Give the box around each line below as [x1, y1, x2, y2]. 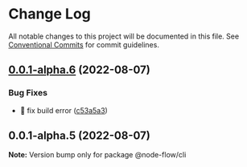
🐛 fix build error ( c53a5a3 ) [19, 105, 109, 115]
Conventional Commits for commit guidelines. [8, 39, 159, 49]
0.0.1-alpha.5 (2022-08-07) [8, 129, 150, 143]
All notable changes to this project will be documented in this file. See [8, 31, 240, 41]
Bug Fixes [8, 88, 48, 99]
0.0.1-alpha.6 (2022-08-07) [8, 63, 150, 77]
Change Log [8, 5, 91, 23]
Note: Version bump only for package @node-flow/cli [8, 150, 187, 160]
